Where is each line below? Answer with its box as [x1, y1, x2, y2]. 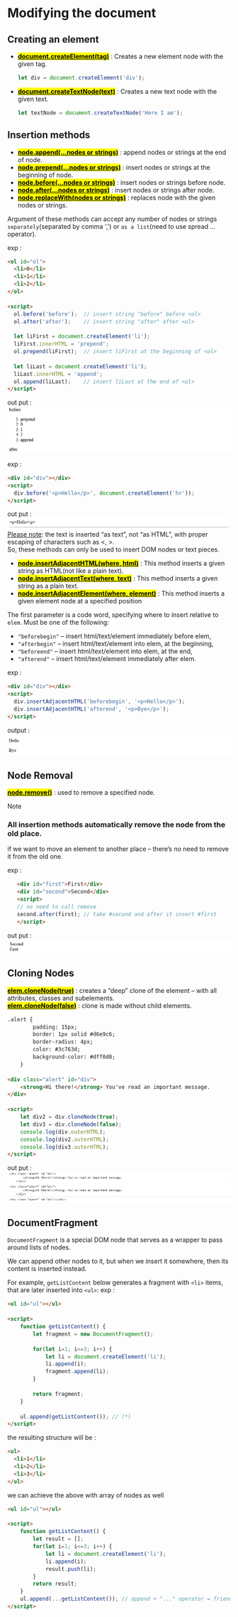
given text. [17, 95, 49, 103]
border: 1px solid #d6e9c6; [33, 1031, 115, 1038]
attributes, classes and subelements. [7, 994, 115, 1002]
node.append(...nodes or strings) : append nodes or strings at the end [17, 148, 227, 156]
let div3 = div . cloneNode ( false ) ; [20, 1121, 122, 1128]
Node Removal [7, 769, 73, 781]
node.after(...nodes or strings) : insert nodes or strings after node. [17, 186, 215, 194]
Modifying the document [7, 5, 157, 21]
